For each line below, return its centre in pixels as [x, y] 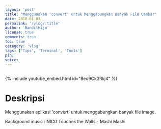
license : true [20, 32]
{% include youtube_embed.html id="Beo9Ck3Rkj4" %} [61, 78]
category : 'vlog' [23, 46]
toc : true [15, 42]
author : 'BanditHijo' [27, 28]
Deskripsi [25, 98]
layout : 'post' [21, 10]
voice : [12, 60]
